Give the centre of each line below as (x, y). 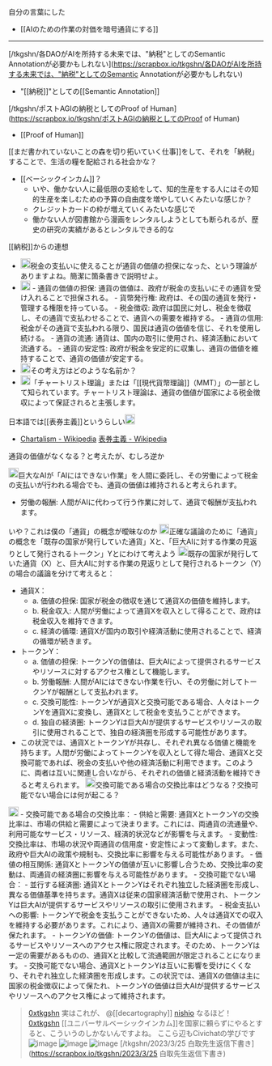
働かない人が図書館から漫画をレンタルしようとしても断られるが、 (142, 219)
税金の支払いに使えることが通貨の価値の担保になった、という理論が (144, 265)
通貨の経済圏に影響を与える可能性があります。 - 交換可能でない (142, 874)
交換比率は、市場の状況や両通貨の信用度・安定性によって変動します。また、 (136, 844)
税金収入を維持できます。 (74, 621)
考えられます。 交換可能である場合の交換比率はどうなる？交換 (143, 784)
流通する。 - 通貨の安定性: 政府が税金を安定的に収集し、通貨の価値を (136, 348)
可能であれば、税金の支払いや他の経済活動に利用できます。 (126, 762)
